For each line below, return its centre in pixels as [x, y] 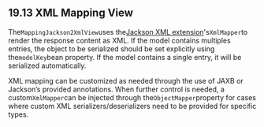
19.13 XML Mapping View [71, 13]
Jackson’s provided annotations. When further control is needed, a [116, 89]
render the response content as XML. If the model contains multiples [119, 40]
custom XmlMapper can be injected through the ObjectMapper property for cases [132, 97]
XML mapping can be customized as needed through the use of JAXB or [126, 80]
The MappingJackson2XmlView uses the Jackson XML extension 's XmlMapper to [128, 32]
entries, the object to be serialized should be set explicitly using [112, 49]
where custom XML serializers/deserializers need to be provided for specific [132, 106]
